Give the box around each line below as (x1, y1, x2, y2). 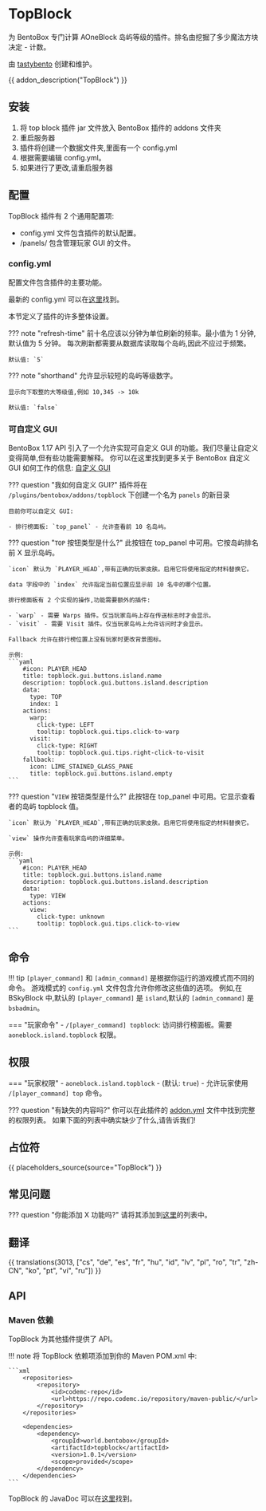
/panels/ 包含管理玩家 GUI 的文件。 (19, 238, 135, 247)
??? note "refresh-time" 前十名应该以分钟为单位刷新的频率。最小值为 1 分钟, (8, 328, 256, 337)
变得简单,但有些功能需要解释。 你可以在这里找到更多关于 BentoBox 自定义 (8, 453, 251, 463)
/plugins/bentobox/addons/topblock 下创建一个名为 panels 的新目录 (8, 490, 231, 499)
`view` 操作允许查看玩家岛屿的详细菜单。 (8, 834, 129, 842)
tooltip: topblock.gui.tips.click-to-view (37, 920, 180, 928)
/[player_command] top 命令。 (8, 1088, 107, 1098)
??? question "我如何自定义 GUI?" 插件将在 (8, 480, 148, 490)
